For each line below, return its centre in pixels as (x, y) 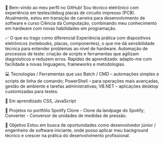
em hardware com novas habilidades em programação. (61, 28)
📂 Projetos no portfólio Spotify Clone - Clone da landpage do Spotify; (75, 110)
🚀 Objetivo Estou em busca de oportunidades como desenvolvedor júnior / (81, 125)
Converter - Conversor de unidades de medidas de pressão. (66, 116)
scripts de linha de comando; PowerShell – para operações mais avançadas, (82, 81)
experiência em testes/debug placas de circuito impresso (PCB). (70, 13)
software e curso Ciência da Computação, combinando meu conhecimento (81, 23)
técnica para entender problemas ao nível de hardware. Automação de (77, 48)
